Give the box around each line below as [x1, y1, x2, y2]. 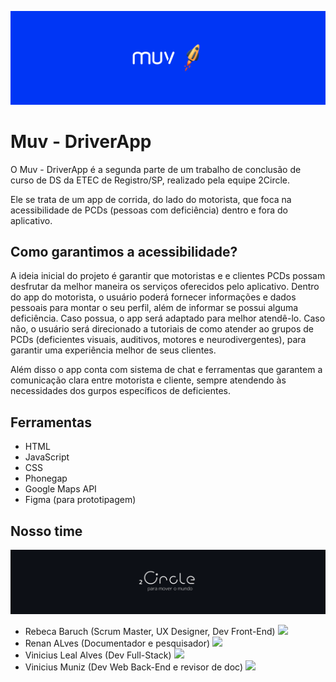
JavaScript [24, 451, 70, 463]
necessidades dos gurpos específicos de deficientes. [10, 385, 231, 397]
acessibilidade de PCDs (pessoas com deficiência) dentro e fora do [10, 204, 288, 216]
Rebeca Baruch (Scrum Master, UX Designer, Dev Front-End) [24, 626, 276, 638]
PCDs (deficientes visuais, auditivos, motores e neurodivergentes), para [10, 334, 307, 346]
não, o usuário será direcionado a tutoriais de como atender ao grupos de [10, 323, 314, 335]
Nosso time [10, 522, 83, 540]
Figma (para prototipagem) [24, 494, 137, 506]
